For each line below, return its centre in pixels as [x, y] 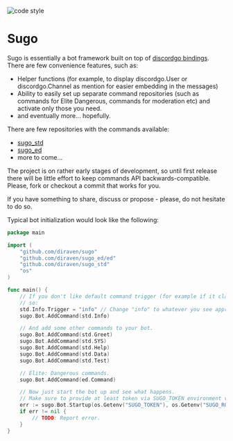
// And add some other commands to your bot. [87, 328]
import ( [20, 245]
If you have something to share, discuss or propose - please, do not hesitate [116, 199]
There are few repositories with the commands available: [88, 129]
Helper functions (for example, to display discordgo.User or [102, 78]
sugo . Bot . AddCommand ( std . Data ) [65, 354]
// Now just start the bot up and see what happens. [97, 392]
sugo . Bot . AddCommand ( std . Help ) [65, 348]
